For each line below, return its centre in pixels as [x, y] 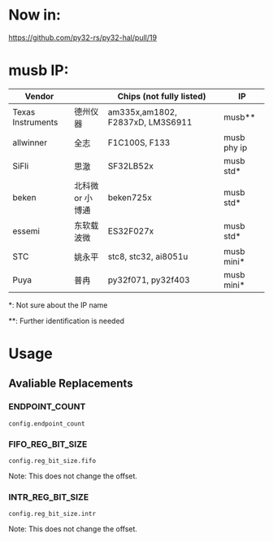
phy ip [235, 147]
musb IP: [39, 70]
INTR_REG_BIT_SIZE [49, 496]
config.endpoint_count [47, 424]
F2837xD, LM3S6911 [150, 122]
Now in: [35, 15]
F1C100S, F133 [139, 142]
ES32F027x [131, 231]
